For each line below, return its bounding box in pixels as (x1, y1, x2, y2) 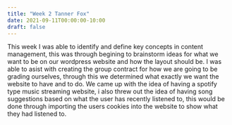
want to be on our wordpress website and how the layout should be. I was (7, 58, 222, 66)
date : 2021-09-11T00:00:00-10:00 (7, 17, 106, 24)
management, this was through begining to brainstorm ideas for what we (7, 50, 219, 58)
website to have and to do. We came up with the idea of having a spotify (7, 80, 217, 88)
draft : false (7, 23, 46, 30)
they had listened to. (7, 110, 67, 118)
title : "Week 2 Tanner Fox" (7, 10, 90, 18)
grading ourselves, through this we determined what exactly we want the (7, 72, 219, 81)
